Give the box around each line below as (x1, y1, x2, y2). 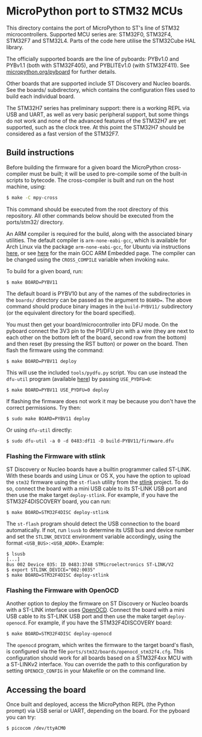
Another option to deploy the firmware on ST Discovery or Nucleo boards (6, 600, 189, 607)
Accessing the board (6, 684, 86, 695)
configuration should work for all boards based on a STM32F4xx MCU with (6, 654, 193, 661)
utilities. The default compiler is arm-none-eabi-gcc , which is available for (6, 236, 187, 244)
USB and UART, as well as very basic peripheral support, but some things (6, 111, 189, 118)
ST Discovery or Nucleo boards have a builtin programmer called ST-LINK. (6, 466, 191, 473)
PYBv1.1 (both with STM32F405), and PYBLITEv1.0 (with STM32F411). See (6, 62, 190, 69)
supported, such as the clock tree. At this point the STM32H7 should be (6, 123, 185, 131)
